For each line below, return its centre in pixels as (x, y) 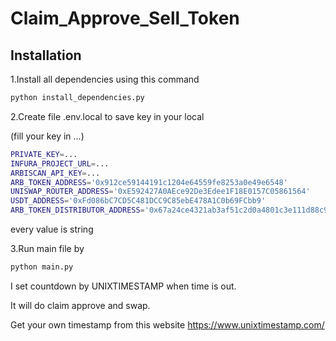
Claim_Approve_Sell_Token (125, 18)
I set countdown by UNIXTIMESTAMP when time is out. (123, 286)
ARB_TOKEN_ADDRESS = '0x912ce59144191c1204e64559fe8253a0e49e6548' (149, 182)
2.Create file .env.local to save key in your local (107, 116)
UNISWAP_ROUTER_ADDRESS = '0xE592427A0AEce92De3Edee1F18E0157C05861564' (160, 192)
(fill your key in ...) (47, 136)
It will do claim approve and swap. (80, 305)
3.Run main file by (47, 248)
